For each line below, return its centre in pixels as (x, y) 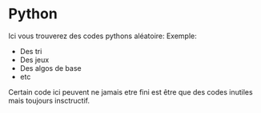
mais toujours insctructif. (49, 100)
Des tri (31, 51)
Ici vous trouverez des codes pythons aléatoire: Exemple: (103, 36)
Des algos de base (50, 68)
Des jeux (34, 60)
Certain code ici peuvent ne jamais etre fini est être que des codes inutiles (131, 92)
